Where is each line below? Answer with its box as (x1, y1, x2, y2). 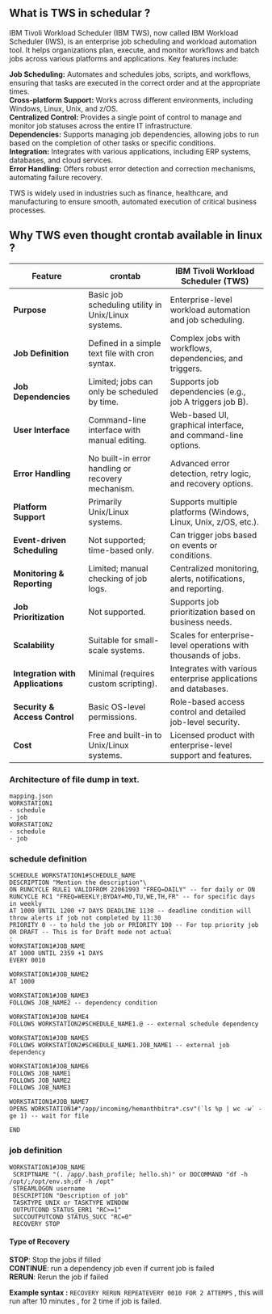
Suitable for (88, 634, 132, 646)
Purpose (13, 304, 47, 315)
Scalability (13, 639, 55, 651)
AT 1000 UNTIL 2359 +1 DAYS (9, 950, 104, 958)
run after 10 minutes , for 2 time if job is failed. (9, 1296, 162, 1306)
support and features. (169, 749, 253, 760)
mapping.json (9, 792, 53, 800)
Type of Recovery (9, 1236, 70, 1247)
